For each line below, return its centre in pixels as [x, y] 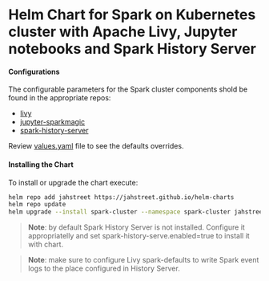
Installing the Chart [41, 164]
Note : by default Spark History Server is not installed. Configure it [137, 227]
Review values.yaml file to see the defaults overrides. [96, 146]
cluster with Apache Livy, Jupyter [123, 32]
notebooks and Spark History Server [132, 49]
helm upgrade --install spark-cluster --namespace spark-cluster [119, 212]
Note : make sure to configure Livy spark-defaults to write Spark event [143, 260]
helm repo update [37, 205]
